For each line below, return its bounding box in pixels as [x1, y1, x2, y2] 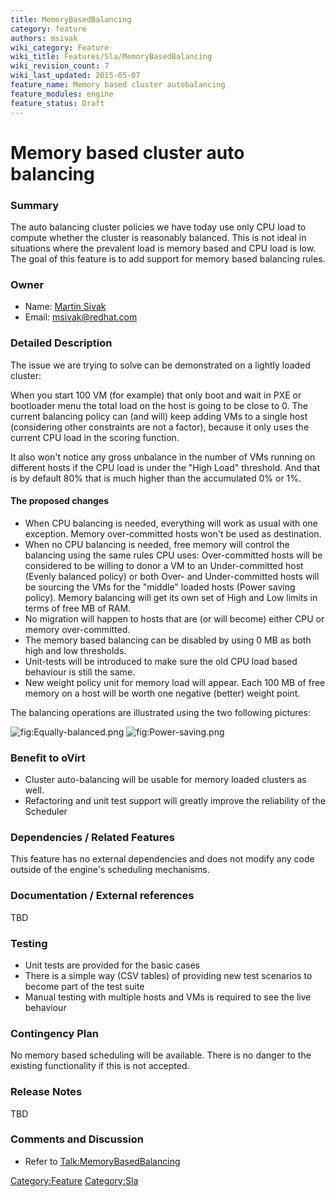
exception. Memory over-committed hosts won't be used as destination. [24, 527, 322, 540]
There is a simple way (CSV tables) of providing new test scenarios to [24, 969, 313, 981]
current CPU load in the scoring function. [10, 431, 180, 443]
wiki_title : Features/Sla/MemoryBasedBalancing [10, 52, 213, 62]
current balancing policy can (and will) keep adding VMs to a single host [10, 410, 308, 422]
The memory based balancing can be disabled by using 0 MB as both [24, 634, 312, 646]
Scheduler [24, 806, 68, 818]
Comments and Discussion [10, 1132, 144, 1146]
